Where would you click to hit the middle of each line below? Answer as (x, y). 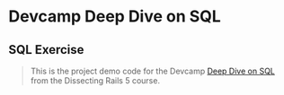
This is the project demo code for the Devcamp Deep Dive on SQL (153, 71)
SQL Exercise (46, 50)
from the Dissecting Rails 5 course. (95, 81)
